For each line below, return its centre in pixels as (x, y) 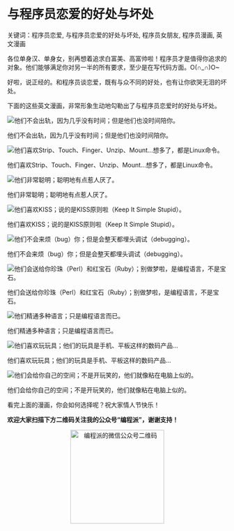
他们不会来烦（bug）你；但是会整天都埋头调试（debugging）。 (97, 254)
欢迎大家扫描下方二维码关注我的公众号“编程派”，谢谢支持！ (93, 419)
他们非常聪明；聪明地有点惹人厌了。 (59, 194)
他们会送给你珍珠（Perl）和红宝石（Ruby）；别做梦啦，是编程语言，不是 (110, 292)
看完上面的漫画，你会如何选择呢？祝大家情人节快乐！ (84, 405)
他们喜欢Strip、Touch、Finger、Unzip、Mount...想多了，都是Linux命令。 (112, 165)
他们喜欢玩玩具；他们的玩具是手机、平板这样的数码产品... (89, 360)
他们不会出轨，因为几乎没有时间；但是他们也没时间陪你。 (89, 135)
